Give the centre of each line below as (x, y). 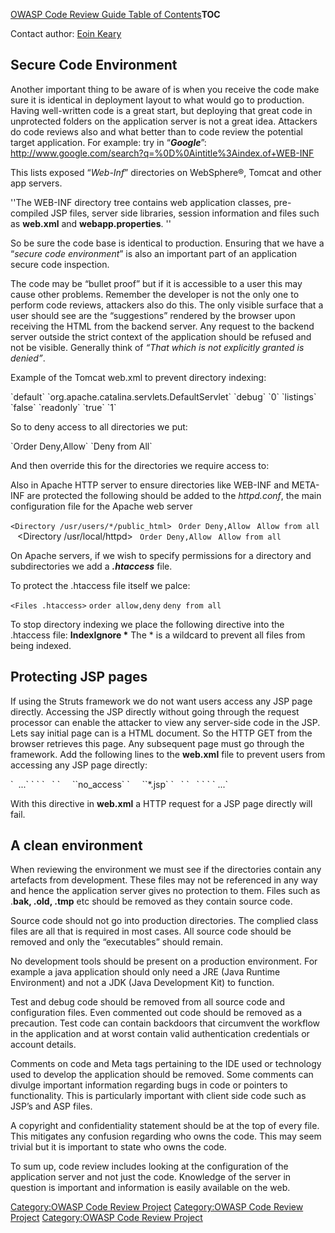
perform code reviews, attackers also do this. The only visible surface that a (167, 305)
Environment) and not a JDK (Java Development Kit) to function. (142, 983)
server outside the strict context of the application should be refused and (161, 336)
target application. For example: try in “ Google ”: (108, 142)
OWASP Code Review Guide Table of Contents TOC (115, 14)
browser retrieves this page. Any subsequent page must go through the (157, 743)
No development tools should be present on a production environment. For (164, 961)
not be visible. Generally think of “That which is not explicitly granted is (157, 347)
